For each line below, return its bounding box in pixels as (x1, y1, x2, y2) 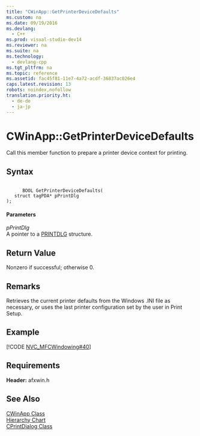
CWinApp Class (6, 410, 45, 417)
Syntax (6, 166, 34, 177)
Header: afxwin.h (6, 376, 50, 384)
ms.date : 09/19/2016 (6, 20, 58, 26)
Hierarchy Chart (6, 416, 46, 423)
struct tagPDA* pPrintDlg (14, 193, 79, 199)
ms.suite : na (6, 48, 39, 54)
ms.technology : (6, 53, 44, 59)
